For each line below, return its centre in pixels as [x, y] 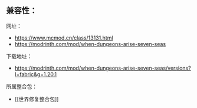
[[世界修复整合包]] [37, 99]
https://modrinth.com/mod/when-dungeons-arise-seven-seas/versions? [103, 68]
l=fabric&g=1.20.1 [36, 74]
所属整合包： [22, 86]
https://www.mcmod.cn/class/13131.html [64, 38]
